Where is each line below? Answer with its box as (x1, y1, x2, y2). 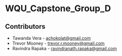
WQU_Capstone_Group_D (5, 3, 111, 14)
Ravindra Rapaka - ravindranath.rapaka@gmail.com (12, 46, 117, 51)
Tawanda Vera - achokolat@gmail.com (12, 35, 91, 41)
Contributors (5, 22, 46, 31)
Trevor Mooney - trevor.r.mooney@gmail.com (12, 40, 105, 46)
